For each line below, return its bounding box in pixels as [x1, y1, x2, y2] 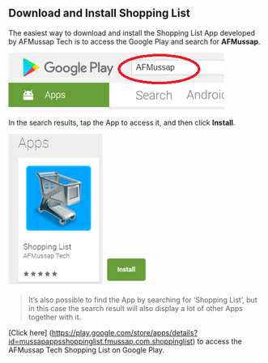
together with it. [28, 312, 82, 322]
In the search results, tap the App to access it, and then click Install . [8, 117, 236, 127]
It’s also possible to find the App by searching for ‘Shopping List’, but [28, 295, 257, 305]
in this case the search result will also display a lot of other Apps [28, 303, 243, 313]
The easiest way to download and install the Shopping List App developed [8, 28, 255, 37]
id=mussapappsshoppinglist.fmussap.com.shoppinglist [8, 336, 193, 346]
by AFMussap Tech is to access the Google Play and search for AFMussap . [8, 36, 261, 46]
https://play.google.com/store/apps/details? [51, 327, 198, 337]
